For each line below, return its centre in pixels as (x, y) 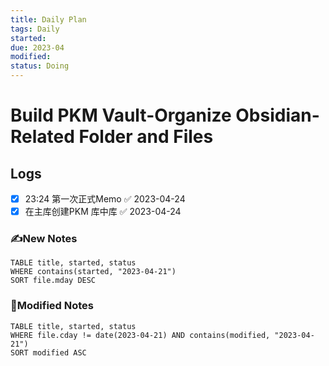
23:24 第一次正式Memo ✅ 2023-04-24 (105, 199)
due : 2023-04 (37, 47)
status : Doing (40, 66)
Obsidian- (277, 115)
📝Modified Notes (52, 306)
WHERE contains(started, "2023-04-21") (93, 272)
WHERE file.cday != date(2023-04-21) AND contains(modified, (140, 335)
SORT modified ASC (48, 352)
